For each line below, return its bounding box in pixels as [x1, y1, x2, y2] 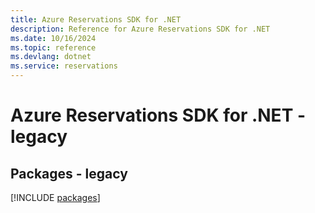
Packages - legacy [10, 165, 128, 182]
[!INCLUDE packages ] [10, 192, 101, 203]
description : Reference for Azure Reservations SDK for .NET [10, 24, 271, 34]
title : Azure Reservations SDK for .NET [10, 14, 182, 25]
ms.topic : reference [10, 42, 97, 53]
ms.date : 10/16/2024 [10, 33, 97, 43]
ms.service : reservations [10, 61, 118, 71]
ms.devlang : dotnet [10, 52, 92, 62]
